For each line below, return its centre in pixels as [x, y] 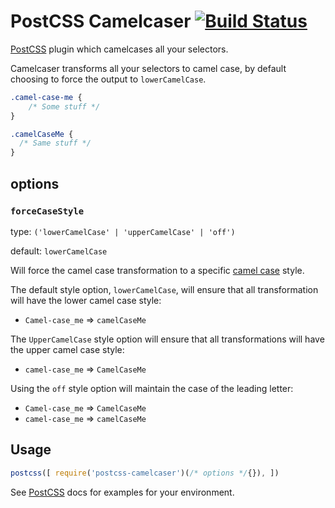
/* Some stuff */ [64, 106]
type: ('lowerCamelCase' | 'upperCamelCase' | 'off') [123, 231]
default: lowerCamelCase [59, 251]
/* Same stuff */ [55, 143]
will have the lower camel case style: [86, 300]
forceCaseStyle [47, 211]
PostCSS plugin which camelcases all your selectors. [119, 49]
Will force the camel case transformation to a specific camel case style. [157, 270]
